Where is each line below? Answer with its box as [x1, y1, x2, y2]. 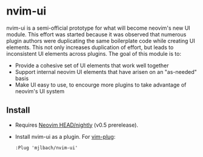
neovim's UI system [15, 87, 65, 95]
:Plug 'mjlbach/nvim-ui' [15, 144, 78, 151]
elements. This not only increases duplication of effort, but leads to [6, 44, 174, 51]
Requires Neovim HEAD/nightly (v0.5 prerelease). [15, 121, 138, 129]
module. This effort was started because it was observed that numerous [6, 30, 187, 38]
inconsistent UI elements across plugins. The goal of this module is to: [6, 50, 182, 57]
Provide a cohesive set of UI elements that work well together [15, 62, 169, 69]
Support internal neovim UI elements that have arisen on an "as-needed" [15, 68, 197, 75]
